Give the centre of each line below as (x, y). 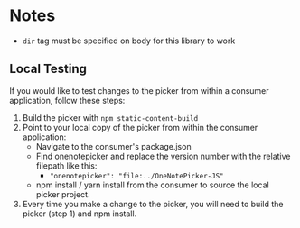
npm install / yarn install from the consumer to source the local (152, 185)
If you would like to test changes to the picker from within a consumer (139, 90)
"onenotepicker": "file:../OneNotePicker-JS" (136, 176)
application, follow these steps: (67, 100)
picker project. (63, 194)
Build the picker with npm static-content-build (110, 117)
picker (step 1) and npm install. (80, 214)
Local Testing (48, 69)
